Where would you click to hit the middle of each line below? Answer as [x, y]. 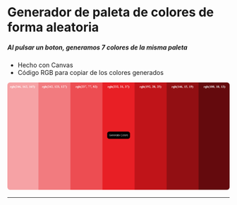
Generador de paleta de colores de [111, 12]
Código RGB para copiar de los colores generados [91, 73]
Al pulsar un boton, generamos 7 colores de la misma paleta [98, 47]
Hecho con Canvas [45, 65]
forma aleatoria [53, 27]
